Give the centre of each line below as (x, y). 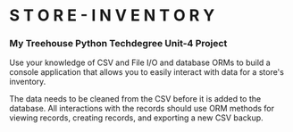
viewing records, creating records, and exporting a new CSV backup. (136, 118)
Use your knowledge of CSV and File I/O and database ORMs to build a (140, 62)
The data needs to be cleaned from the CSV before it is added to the (135, 99)
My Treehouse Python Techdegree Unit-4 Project (118, 44)
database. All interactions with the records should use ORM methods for (142, 109)
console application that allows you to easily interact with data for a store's (146, 72)
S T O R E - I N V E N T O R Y (112, 16)
